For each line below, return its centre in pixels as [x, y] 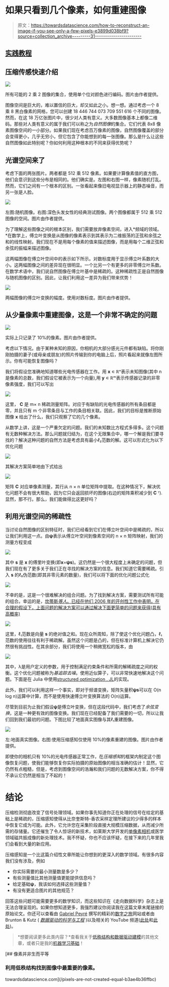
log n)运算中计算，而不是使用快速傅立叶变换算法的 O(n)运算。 [69, 696]
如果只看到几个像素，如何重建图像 [76, 10]
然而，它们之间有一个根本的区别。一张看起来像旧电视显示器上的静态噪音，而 [84, 186]
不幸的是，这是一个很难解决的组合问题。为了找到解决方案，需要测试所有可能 [84, 595]
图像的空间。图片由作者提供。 [36, 218]
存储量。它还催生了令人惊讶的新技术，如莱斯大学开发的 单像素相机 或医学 [89, 831]
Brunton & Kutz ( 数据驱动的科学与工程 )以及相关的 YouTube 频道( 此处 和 [79, 920]
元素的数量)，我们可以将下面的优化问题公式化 [102, 575]
